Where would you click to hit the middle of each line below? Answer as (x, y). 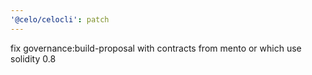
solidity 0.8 (33, 58)
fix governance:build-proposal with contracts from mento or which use (156, 48)
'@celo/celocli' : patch (60, 19)
